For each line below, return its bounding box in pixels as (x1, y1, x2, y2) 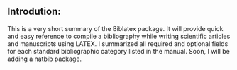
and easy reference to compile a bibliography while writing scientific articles (7, 32, 231, 40)
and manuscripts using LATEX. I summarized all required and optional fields (7, 39, 228, 48)
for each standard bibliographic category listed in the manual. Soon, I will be (7, 47, 231, 55)
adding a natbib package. (7, 54, 82, 63)
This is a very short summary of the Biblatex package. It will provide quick (7, 24, 224, 33)
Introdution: (7, 6, 62, 18)
